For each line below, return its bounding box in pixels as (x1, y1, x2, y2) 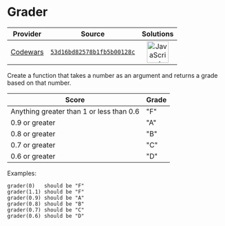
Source (81, 29, 105, 39)
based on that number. (7, 79, 72, 87)
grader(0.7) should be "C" (7, 206, 85, 214)
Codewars (10, 47, 44, 56)
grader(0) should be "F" (7, 182, 85, 189)
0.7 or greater (10, 140, 56, 150)
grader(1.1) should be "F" (7, 188, 85, 195)
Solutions (142, 29, 174, 39)
